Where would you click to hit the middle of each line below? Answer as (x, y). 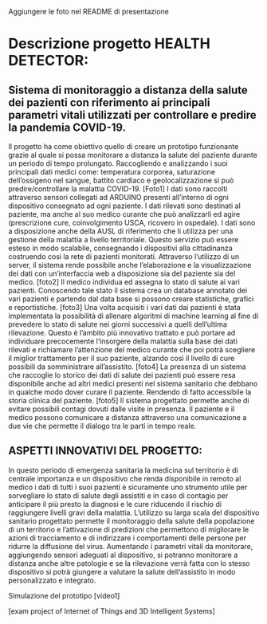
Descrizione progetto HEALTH (110, 44)
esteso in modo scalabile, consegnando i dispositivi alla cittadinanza (120, 248)
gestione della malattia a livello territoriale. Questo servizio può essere (124, 239)
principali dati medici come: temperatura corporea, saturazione (112, 172)
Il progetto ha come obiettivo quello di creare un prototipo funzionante (124, 146)
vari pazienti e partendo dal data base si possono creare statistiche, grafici (131, 299)
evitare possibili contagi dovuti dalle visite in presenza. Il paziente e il (122, 409)
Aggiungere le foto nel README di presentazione (88, 12)
